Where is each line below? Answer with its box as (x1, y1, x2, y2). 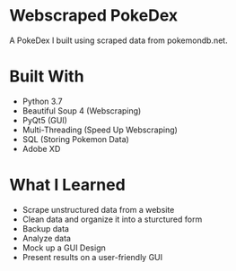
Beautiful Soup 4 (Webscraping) (22, 105, 142, 116)
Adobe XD (22, 143, 61, 154)
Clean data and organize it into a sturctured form (22, 214, 203, 224)
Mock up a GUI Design (22, 242, 106, 253)
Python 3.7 (22, 96, 63, 106)
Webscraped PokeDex (9, 5, 178, 26)
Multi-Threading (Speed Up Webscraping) (22, 124, 178, 135)
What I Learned (9, 175, 126, 195)
